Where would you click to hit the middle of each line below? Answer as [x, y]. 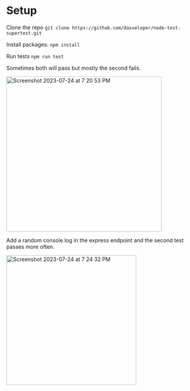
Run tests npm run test [35, 56]
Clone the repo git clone [38, 27]
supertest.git [24, 33]
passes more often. [30, 246]
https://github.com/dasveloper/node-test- [126, 28]
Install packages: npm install [43, 44]
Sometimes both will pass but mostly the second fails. [74, 68]
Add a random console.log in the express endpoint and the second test [95, 240]
